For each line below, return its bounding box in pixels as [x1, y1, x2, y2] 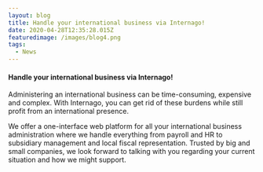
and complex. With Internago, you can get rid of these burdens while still [8, 98, 243, 108]
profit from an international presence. [8, 107, 130, 116]
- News [15, 48, 37, 56]
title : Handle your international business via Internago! [8, 19, 206, 27]
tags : [8, 41, 26, 49]
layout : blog [8, 11, 51, 20]
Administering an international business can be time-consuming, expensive [8, 90, 252, 99]
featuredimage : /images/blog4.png [8, 33, 122, 42]
